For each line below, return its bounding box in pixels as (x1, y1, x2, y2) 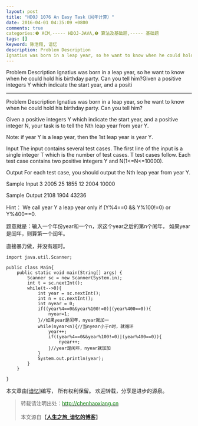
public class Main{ (6, 265, 54, 270)
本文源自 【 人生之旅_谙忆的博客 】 (20, 413, 101, 420)
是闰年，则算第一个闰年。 (6, 230, 68, 237)
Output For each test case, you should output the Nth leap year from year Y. (6, 169, 191, 176)
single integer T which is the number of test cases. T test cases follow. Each (6, 151, 191, 158)
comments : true (6, 25, 44, 31)
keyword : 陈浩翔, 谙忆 (6, 42, 58, 48)
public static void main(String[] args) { (16, 269, 123, 276)
